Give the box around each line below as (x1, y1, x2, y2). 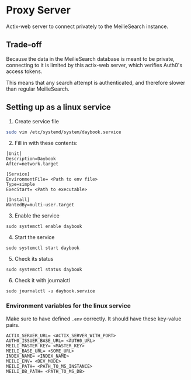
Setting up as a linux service (6, 102, 111, 112)
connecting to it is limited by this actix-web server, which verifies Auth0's (6, 61, 183, 68)
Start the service (14, 234, 55, 241)
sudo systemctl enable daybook (6, 223, 82, 230)
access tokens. (6, 68, 43, 75)
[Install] (6, 197, 30, 203)
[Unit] (6, 151, 22, 157)
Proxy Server (6, 4, 71, 17)
